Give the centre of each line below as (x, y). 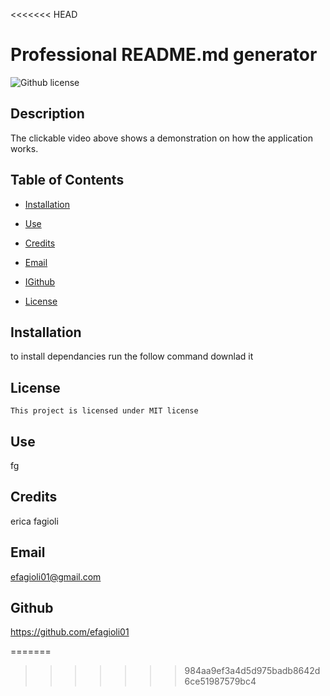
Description (47, 114)
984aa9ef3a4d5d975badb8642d (252, 671)
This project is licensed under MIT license (104, 411)
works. (24, 148)
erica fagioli (34, 521)
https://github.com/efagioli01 (70, 632)
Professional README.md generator (164, 55)
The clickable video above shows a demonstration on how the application (161, 138)
